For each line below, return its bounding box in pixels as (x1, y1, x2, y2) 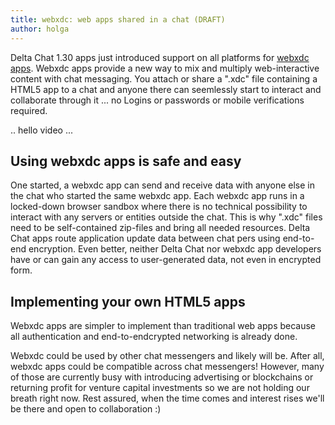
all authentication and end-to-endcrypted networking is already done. (10, 331, 298, 343)
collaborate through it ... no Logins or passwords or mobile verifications (10, 94, 305, 106)
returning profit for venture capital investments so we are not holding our (10, 382, 310, 394)
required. (10, 104, 48, 116)
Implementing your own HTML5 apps (10, 293, 246, 310)
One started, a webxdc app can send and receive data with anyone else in (10, 179, 315, 191)
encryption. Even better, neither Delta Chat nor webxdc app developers (28, 243, 322, 255)
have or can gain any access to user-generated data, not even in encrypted (10, 254, 322, 266)
